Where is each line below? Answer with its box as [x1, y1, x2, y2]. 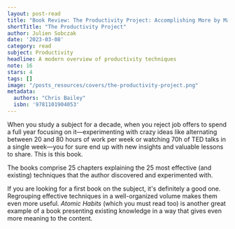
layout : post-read [7, 10, 61, 17]
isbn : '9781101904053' [13, 101, 80, 108]
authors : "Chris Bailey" [13, 95, 86, 102]
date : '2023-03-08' [7, 36, 64, 43]
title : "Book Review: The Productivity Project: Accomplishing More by [7, 17, 220, 24]
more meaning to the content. [7, 214, 93, 222]
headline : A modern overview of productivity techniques [7, 56, 177, 63]
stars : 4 [7, 68, 33, 75]
